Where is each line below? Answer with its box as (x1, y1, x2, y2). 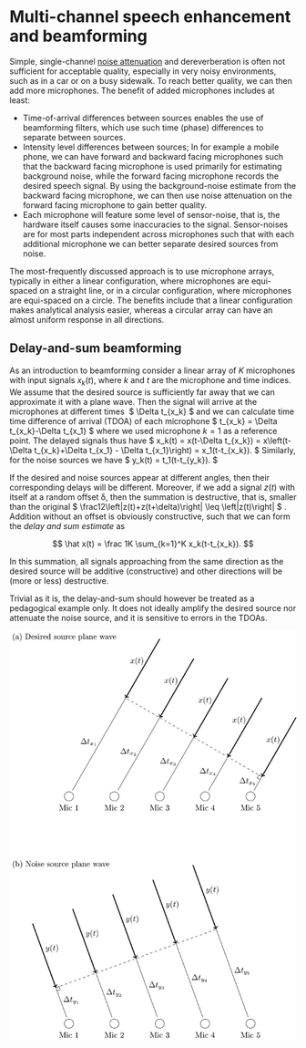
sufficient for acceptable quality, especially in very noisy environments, (9, 66, 277, 77)
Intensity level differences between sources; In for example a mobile (22, 141, 280, 152)
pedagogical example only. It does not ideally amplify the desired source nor (9, 602, 297, 613)
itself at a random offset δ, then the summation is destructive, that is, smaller (9, 491, 297, 503)
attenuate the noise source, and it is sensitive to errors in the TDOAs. (9, 612, 268, 623)
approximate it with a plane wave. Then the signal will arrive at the (9, 396, 258, 407)
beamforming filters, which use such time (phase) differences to (22, 121, 264, 133)
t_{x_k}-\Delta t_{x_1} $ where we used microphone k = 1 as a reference (9, 425, 278, 436)
